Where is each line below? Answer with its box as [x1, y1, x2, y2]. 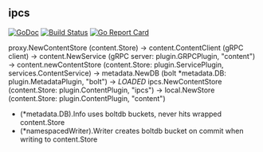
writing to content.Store [19, 134, 98, 144]
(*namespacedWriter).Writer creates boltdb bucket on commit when [19, 126, 244, 135]
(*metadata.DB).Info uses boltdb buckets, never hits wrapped [19, 109, 222, 119]
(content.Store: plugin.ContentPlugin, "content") [8, 93, 166, 103]
